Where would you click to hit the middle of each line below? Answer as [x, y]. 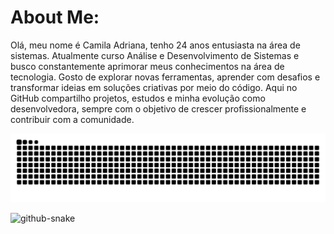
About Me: [55, 17]
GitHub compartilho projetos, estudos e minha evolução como [138, 98]
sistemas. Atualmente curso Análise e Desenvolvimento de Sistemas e [155, 55]
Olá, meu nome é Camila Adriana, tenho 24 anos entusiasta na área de [155, 45]
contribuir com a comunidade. [72, 119]
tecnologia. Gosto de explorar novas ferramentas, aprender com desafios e [165, 77]
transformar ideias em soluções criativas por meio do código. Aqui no [154, 87]
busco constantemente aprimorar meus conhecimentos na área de [147, 66]
